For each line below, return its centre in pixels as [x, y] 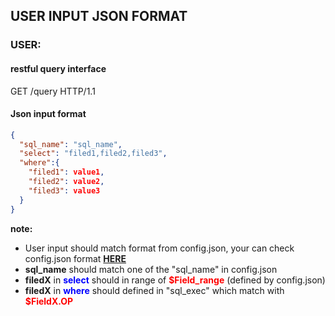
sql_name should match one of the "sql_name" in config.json [151, 269]
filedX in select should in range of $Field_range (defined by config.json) [175, 280]
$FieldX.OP [49, 301]
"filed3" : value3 [64, 190]
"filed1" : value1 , [66, 172]
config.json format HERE [75, 258]
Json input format [48, 114]
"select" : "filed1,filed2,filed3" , [93, 154]
